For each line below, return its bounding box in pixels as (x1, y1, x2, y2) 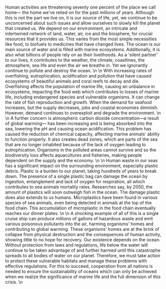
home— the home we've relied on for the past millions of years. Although (5, 9, 155, 15)
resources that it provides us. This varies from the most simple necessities (5, 36, 157, 42)
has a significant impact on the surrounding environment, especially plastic (5, 163, 159, 169)
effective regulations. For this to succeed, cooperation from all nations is (5, 263, 153, 269)
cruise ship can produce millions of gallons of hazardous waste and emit (5, 216, 153, 221)
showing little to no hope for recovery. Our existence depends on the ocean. (5, 237, 161, 243)
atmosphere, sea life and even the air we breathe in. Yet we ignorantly (5, 62, 148, 68)
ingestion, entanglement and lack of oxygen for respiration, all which (5, 179, 145, 185)
